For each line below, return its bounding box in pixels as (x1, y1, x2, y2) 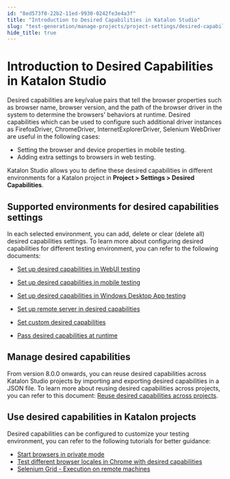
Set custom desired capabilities (16, 318, 106, 326)
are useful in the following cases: (7, 132, 101, 141)
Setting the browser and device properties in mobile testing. (16, 145, 186, 154)
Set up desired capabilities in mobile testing (16, 279, 140, 286)
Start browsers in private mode (16, 450, 105, 458)
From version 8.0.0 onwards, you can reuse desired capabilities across (7, 369, 207, 377)
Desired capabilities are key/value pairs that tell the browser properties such (7, 96, 222, 104)
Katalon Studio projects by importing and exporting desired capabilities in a (7, 377, 220, 385)
